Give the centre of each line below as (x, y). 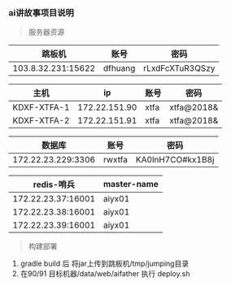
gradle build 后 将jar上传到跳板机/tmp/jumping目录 (105, 264)
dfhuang (119, 68)
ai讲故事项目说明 (41, 12)
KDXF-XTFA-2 (41, 121)
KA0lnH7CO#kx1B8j (175, 160)
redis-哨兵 (54, 184)
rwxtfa (115, 160)
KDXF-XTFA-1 (41, 107)
